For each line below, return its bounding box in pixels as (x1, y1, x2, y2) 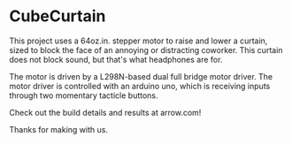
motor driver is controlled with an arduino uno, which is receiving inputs (9, 80, 271, 91)
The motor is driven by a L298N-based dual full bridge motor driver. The (9, 71, 273, 81)
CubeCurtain (9, 6, 106, 27)
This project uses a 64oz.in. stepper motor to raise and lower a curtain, (9, 35, 268, 46)
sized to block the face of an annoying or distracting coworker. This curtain (9, 44, 283, 55)
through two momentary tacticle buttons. (9, 90, 158, 101)
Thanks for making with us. (9, 124, 109, 134)
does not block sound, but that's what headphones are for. (9, 54, 223, 64)
